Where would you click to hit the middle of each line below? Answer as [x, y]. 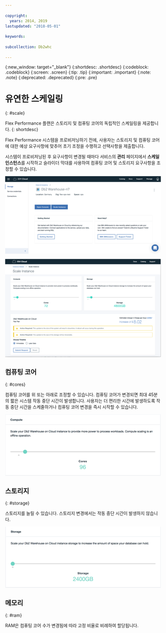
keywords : [15, 37]
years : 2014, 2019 [29, 21]
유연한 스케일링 [34, 99]
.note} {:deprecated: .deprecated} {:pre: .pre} [51, 77]
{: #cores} [15, 384]
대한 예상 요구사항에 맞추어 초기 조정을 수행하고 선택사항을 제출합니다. [77, 146]
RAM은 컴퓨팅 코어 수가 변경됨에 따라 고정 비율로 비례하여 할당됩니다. [72, 625]
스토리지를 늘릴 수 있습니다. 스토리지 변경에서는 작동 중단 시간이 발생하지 [75, 513]
